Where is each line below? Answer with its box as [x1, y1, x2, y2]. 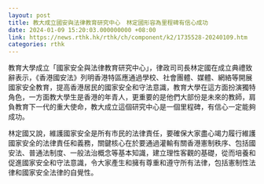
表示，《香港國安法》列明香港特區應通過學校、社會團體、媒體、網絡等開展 [14, 73, 253, 82]
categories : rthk [8, 41, 65, 49]
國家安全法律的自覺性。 [21, 168, 98, 177]
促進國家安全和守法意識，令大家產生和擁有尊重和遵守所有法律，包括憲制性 [8, 158, 249, 168]
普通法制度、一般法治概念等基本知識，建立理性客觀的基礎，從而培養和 [28, 148, 256, 157]
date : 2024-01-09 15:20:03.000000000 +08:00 [8, 26, 156, 34]
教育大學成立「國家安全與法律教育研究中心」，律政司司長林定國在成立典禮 [8, 63, 246, 73]
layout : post [8, 11, 51, 20]
